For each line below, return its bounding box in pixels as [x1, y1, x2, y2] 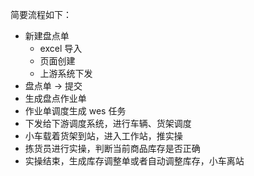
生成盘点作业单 [24, 93, 87, 104]
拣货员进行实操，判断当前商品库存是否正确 [24, 143, 201, 154]
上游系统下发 [39, 68, 93, 79]
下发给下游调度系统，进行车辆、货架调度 [24, 118, 192, 129]
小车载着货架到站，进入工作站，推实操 [24, 130, 183, 142]
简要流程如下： [10, 9, 72, 20]
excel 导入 [39, 43, 83, 54]
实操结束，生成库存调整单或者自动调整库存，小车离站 [24, 155, 245, 167]
